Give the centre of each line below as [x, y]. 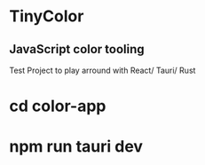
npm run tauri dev [76, 147]
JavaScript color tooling [77, 49]
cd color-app [58, 106]
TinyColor [47, 16]
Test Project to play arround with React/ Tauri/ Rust [102, 70]
